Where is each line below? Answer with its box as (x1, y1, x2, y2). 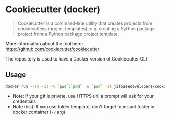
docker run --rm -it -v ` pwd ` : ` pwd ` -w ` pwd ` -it (5, 84, 112, 89)
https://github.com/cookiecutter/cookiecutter (5, 46, 100, 52)
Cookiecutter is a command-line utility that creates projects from (17, 20, 153, 26)
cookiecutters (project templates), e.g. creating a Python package (17, 25, 155, 31)
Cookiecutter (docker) (5, 4, 101, 15)
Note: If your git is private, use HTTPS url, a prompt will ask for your (12, 93, 154, 99)
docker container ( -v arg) (12, 109, 66, 115)
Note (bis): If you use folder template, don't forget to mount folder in (12, 103, 155, 109)
